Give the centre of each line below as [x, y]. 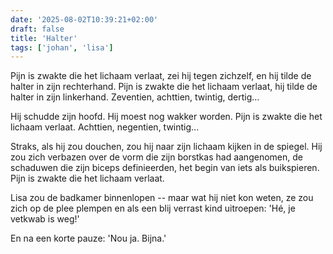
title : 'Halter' [44, 38]
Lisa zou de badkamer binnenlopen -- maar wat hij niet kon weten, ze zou [162, 198]
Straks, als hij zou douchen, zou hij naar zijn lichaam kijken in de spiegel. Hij [166, 147]
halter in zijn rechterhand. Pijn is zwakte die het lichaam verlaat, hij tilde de [164, 87]
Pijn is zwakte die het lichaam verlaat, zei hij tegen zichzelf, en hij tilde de [161, 76]
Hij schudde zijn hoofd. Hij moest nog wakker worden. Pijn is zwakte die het [166, 117]
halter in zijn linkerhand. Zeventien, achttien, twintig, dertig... [135, 97]
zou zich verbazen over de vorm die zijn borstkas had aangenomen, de [156, 157]
